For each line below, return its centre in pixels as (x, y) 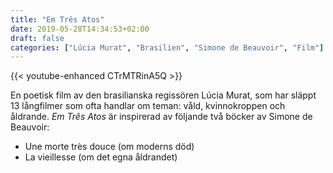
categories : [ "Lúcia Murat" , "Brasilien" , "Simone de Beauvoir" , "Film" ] (167, 47)
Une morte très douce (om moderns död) (109, 147)
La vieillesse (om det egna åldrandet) (101, 157)
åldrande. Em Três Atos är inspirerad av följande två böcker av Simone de (161, 117)
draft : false (37, 38)
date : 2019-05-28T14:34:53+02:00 (80, 29)
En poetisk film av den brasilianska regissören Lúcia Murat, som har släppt (163, 95)
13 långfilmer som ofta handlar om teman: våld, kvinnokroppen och (148, 106)
